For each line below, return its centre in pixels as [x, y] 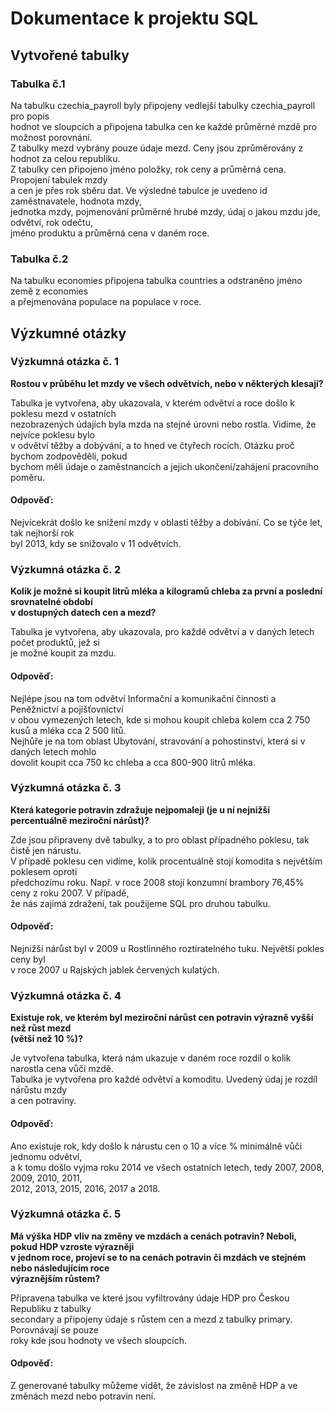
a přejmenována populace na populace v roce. [106, 302]
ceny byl [28, 959]
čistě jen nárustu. [46, 850]
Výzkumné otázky [68, 333]
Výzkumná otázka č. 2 [66, 569]
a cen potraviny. [43, 1101]
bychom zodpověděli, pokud [69, 456]
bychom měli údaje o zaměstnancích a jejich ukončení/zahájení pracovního [164, 466]
